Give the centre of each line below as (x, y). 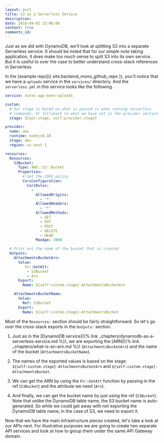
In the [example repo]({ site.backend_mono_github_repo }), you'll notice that (82, 76)
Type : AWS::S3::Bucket (41, 167)
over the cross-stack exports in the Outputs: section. (58, 326)
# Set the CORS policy (46, 177)
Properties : (30, 172)
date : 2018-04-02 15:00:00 (32, 23)
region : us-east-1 (28, 145)
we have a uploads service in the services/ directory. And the (67, 81)
